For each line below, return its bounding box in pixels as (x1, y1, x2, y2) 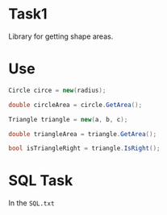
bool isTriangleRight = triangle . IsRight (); (8, 144, 161, 153)
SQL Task (8, 172, 73, 190)
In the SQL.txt (8, 198, 55, 208)
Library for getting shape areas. (8, 31, 114, 41)
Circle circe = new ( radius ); (8, 86, 106, 94)
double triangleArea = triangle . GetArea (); (8, 130, 157, 138)
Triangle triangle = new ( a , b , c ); (8, 115, 128, 123)
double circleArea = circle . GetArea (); (8, 101, 143, 109)
